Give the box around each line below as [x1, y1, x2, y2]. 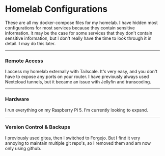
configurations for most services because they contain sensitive [5, 25, 135, 30]
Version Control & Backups [5, 124, 71, 130]
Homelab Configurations [5, 3, 108, 15]
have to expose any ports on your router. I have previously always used [5, 74, 149, 79]
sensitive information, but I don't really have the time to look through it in [5, 35, 152, 41]
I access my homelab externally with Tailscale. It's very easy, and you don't [5, 69, 158, 75]
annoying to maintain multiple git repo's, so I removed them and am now [5, 140, 151, 146]
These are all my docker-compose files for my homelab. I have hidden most [5, 20, 158, 26]
